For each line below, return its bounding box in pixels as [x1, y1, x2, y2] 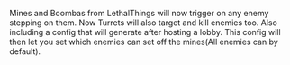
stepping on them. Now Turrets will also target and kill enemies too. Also [9, 17, 277, 28]
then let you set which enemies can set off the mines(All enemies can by [9, 36, 279, 47]
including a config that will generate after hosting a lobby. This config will [9, 27, 281, 37]
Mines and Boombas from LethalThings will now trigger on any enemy [9, 8, 269, 18]
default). [9, 46, 41, 57]
